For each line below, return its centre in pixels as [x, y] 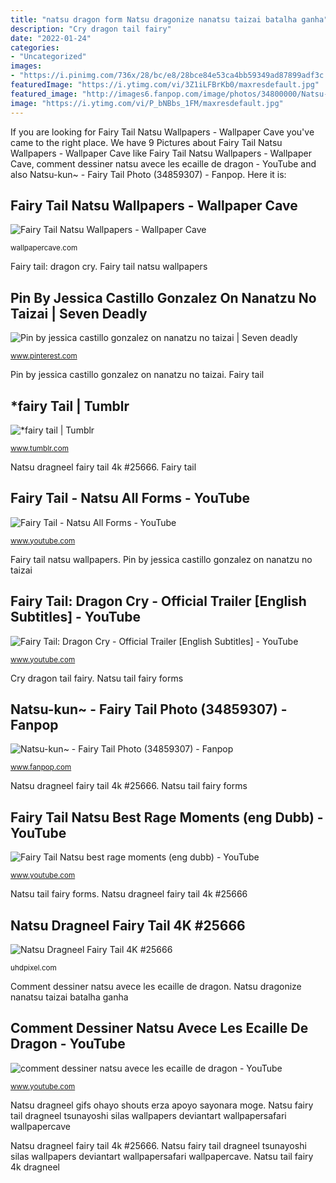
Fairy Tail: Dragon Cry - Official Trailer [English [158, 601]
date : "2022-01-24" [51, 38]
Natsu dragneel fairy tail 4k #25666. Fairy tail [103, 467]
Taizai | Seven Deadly [79, 313]
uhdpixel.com [33, 968]
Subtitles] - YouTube [76, 617]
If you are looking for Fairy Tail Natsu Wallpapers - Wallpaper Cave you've [162, 132]
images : [26, 66]
